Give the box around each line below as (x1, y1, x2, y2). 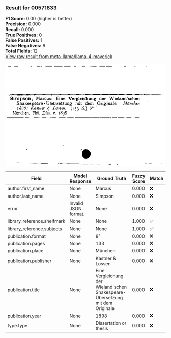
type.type (7, 323, 28, 329)
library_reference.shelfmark (7, 218, 65, 224)
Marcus (95, 185, 111, 192)
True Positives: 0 (5, 32, 42, 38)
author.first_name (7, 185, 45, 192)
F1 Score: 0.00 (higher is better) (5, 16, 72, 22)
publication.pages (7, 240, 45, 246)
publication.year (7, 313, 42, 319)
